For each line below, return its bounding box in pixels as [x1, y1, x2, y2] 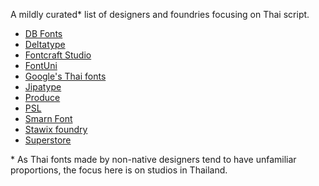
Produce [24, 92, 61, 103]
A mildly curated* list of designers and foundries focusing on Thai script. [10, 9, 310, 20]
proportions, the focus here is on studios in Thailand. [10, 164, 228, 176]
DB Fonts [24, 28, 63, 39]
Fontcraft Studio [24, 49, 92, 61]
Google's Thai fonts [24, 70, 107, 82]
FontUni [24, 60, 58, 71]
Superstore [24, 134, 72, 146]
